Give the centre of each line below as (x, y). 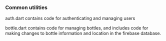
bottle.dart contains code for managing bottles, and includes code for (77, 28)
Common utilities (26, 7)
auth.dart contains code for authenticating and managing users (70, 18)
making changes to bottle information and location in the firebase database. (83, 33)
